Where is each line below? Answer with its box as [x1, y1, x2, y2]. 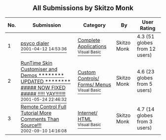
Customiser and [20, 66, 58, 72]
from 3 [136, 118, 153, 125]
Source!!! [20, 122, 42, 129]
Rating [140, 25, 156, 32]
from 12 [136, 45, 156, 52]
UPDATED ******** [20, 78, 71, 85]
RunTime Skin [20, 59, 53, 66]
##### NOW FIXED [20, 84, 66, 91]
